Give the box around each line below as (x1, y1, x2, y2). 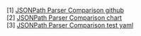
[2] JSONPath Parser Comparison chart (6, 13, 122, 22)
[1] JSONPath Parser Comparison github (6, 6, 125, 14)
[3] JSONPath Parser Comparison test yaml (6, 21, 134, 29)
